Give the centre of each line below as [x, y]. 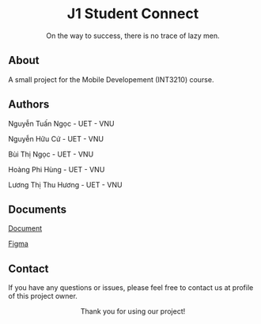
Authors [29, 105]
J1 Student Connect [133, 14]
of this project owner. [43, 296]
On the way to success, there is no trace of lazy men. [133, 36]
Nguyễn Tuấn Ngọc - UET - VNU [61, 123]
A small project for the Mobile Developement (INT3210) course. [111, 79]
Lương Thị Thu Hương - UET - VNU [65, 185]
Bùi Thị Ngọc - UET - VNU [51, 154]
